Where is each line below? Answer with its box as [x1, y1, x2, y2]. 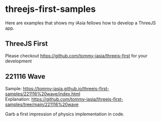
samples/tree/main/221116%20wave [5, 101, 79, 107]
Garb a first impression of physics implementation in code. [5, 111, 125, 117]
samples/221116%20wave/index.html [5, 91, 81, 97]
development [5, 58, 32, 64]
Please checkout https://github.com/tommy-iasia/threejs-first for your [5, 53, 148, 59]
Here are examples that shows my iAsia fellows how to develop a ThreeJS [5, 20, 156, 26]
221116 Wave [5, 72, 46, 81]
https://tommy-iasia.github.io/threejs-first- [23, 85, 109, 91]
